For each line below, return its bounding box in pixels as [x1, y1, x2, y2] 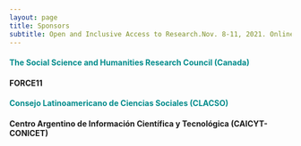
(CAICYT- [230, 118, 269, 129]
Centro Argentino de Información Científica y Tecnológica [9, 118, 230, 129]
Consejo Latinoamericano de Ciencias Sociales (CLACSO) [9, 98, 229, 109]
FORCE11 [9, 77, 43, 88]
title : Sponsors [9, 21, 70, 30]
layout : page [9, 12, 58, 22]
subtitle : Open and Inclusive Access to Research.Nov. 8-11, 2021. [9, 29, 267, 38]
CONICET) [9, 127, 49, 138]
